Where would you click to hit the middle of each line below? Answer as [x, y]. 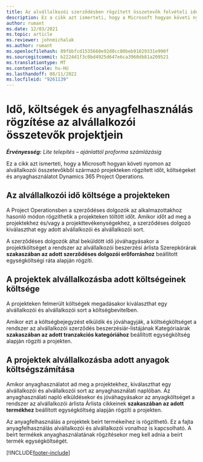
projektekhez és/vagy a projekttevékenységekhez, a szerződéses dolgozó [98, 223]
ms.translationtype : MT [36, 62]
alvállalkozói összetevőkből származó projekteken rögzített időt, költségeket [101, 170]
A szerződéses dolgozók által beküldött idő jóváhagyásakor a [82, 241]
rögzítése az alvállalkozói [71, 122]
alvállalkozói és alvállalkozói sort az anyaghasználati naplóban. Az [88, 391]
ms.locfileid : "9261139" [37, 79]
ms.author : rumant [29, 46]
